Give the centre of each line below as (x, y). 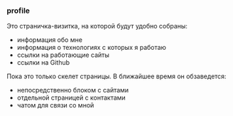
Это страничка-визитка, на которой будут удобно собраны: (97, 26)
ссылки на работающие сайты (63, 55)
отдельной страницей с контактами (71, 97)
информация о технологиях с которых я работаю (91, 48)
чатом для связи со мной (55, 105)
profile (18, 11)
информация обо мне (50, 40)
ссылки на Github (43, 63)
